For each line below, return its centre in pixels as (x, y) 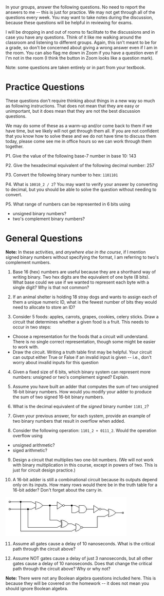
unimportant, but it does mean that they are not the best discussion (73, 111)
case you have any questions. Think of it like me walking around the (73, 37)
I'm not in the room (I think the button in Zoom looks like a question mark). (80, 58)
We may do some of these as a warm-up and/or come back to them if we (79, 125)
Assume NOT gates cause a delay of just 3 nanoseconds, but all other (82, 558)
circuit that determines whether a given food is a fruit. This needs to (81, 322)
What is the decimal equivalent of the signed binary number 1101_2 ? (81, 406)
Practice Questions (45, 87)
